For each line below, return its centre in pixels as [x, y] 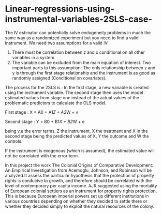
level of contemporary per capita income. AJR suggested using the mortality [81, 185]
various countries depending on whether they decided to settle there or [76, 201]
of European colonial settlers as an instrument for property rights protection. [81, 191]
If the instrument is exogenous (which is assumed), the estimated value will [80, 151]
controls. [14, 141]
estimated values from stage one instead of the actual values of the [72, 97]
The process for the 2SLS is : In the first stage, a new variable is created [77, 87]
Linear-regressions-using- [60, 9]
